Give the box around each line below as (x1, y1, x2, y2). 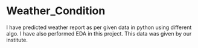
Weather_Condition (6, 4, 106, 18)
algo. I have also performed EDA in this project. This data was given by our (6, 30, 192, 37)
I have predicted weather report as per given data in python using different (6, 24, 192, 31)
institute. (6, 36, 28, 43)
